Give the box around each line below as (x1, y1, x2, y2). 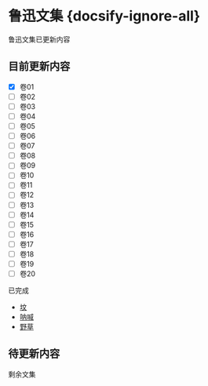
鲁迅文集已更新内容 (8, 35, 71, 44)
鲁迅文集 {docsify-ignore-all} (8, 7, 201, 25)
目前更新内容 (8, 60, 71, 73)
